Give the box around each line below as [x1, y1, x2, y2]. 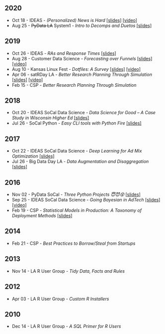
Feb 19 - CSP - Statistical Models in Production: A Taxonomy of [11, 207, 142, 213]
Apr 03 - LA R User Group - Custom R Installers [11, 296, 109, 302]
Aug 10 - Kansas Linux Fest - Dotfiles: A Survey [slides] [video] [11, 66, 141, 72]
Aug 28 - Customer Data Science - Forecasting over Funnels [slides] [11, 55, 153, 61]
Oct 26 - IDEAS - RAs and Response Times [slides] [11, 50, 116, 56]
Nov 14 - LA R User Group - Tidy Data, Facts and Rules [11, 268, 125, 274]
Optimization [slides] [11, 153, 55, 159]
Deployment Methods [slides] [11, 213, 73, 219]
